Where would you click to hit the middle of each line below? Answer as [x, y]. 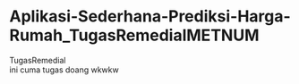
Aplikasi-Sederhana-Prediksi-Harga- [150, 17]
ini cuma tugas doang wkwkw [64, 70]
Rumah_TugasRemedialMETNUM [134, 35]
